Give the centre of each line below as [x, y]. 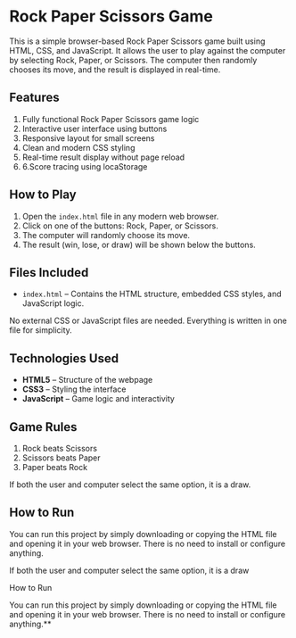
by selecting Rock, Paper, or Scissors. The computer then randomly [133, 60]
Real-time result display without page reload [103, 157]
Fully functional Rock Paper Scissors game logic [111, 119]
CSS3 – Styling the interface [74, 389]
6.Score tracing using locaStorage [85, 166]
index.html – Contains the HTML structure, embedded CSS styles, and [152, 294]
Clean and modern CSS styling [78, 147]
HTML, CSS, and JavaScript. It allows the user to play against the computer [148, 50]
